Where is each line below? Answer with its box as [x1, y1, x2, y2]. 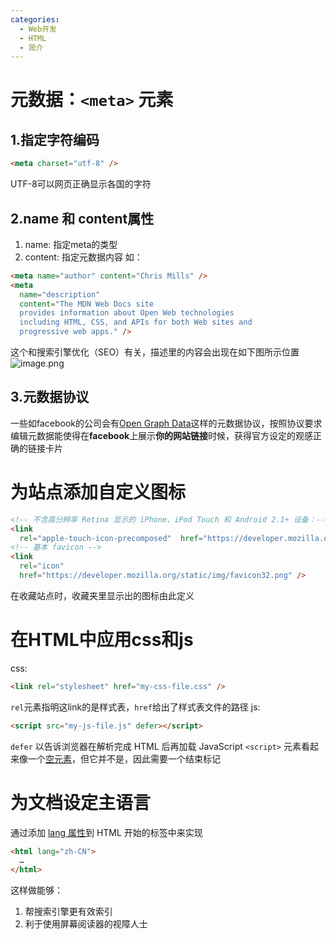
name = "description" [19, 289, 101, 300]
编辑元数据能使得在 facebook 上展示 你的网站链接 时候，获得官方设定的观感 [10, 429, 314, 441]
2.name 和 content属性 [10, 210, 155, 227]
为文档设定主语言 [10, 791, 152, 814]
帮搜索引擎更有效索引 [24, 906, 113, 918]
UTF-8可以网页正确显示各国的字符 [10, 178, 152, 190]
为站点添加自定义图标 [10, 481, 187, 504]
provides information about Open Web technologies [19, 308, 235, 318]
